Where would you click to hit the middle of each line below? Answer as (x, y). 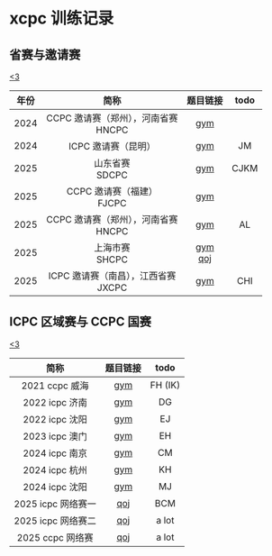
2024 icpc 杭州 (55, 469)
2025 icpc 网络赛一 (55, 504)
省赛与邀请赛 (45, 55)
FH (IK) (165, 385)
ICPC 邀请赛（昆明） (112, 146)
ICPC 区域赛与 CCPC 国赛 (80, 322)
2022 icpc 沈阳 (55, 419)
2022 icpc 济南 (55, 402)
